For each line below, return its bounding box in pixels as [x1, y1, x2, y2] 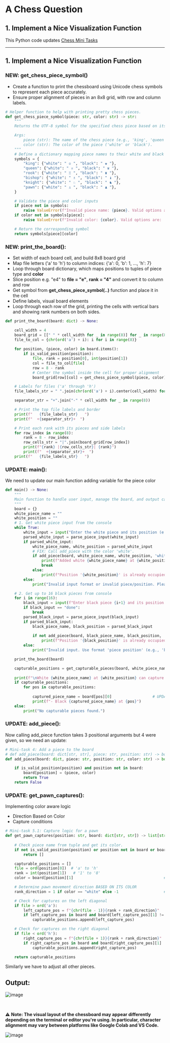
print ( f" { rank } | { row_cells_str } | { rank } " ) [23, 445, 116, 450]
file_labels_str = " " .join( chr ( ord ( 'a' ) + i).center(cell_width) [14, 389, 157, 394]
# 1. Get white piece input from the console [14, 520, 112, 526]
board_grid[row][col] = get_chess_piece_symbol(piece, [32, 375, 151, 380]
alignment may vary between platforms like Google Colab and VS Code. [5, 1022, 159, 1028]
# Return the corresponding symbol [14, 226, 90, 231]
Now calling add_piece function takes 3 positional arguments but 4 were [5, 732, 156, 738]
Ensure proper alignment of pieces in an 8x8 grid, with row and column [12, 94, 161, 100]
